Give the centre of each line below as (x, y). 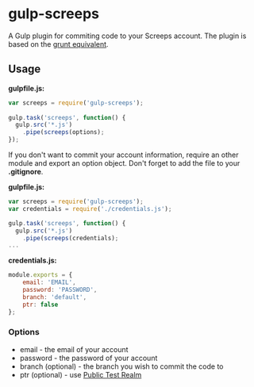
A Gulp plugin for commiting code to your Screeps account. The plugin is (127, 36)
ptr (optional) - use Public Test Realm (81, 374)
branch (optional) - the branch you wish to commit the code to (121, 366)
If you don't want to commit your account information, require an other (123, 155)
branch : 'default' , (55, 297)
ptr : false (40, 305)
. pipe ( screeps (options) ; (63, 132)
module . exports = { (40, 275)
